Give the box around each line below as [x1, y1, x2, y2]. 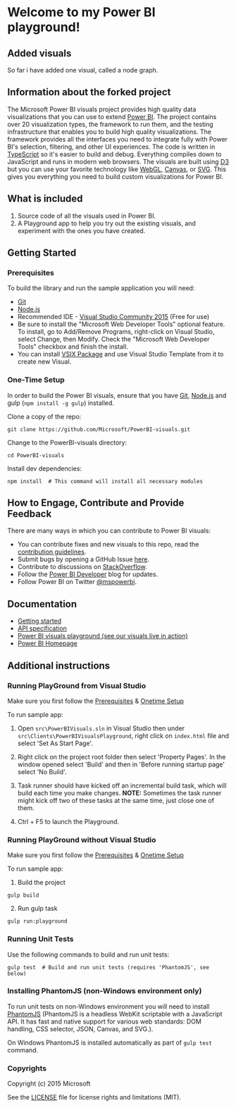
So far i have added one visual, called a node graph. [7, 66, 159, 74]
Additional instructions [7, 659, 111, 671]
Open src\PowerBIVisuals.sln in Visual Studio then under [17, 723, 185, 733]
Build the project [17, 878, 66, 887]
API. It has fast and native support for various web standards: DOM [7, 1017, 202, 1026]
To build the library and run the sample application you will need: [7, 284, 195, 292]
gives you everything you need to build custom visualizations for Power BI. [7, 172, 224, 180]
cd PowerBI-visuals [7, 452, 65, 459]
